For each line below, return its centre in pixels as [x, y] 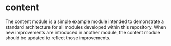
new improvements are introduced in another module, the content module [83, 32]
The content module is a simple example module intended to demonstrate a [85, 21]
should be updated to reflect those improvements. [58, 38]
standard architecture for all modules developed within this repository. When [86, 27]
